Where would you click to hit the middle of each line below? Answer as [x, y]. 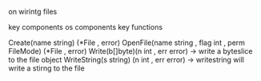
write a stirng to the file [47, 68]
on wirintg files [33, 12]
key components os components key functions [85, 27]
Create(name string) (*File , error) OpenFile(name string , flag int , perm [127, 43]
